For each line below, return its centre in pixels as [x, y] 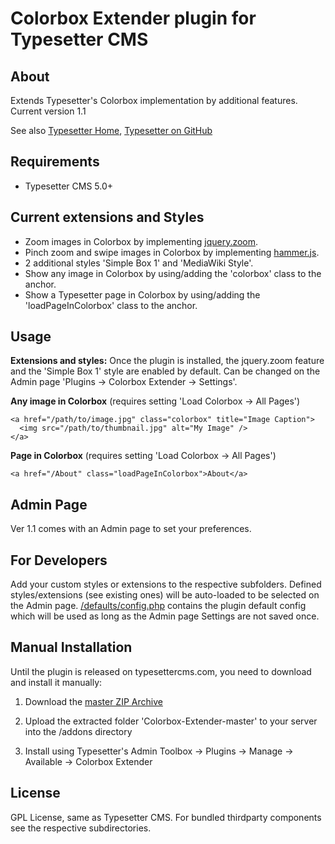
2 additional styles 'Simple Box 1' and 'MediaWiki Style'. [139, 263]
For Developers [59, 560]
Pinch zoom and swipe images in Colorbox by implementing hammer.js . [172, 252]
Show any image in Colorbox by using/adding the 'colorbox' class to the [173, 273]
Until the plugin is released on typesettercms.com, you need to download [161, 671]
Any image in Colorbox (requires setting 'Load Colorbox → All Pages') [155, 401]
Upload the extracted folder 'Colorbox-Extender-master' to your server [171, 721]
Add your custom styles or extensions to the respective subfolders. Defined [166, 584]
